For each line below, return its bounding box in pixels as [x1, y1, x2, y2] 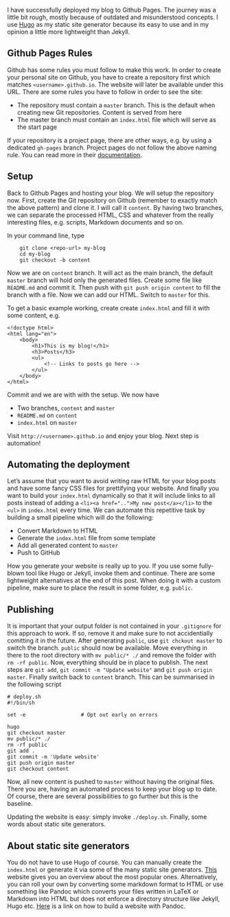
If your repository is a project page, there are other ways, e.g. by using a [7, 136, 212, 144]
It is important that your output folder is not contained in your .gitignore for [7, 622, 222, 630]
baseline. [7, 800, 33, 808]
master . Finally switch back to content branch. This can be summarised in [7, 673, 215, 682]
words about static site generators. [7, 820, 106, 828]
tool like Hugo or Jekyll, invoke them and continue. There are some [25, 569, 216, 577]
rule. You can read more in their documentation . [7, 150, 143, 159]
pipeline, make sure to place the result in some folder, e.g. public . [7, 583, 194, 592]
